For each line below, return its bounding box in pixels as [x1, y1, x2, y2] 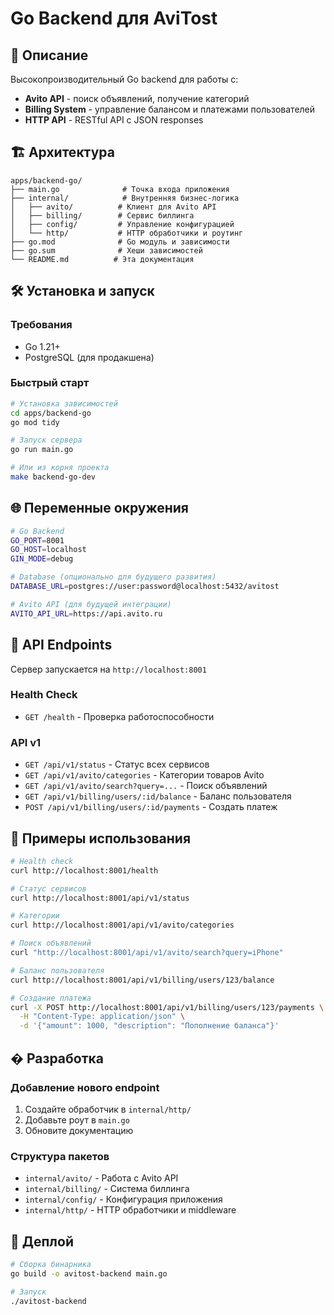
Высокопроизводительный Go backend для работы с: [10, 73, 239, 85]
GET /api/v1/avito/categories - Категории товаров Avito [24, 769, 265, 781]
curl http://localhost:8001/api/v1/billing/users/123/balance [10, 975, 275, 985]
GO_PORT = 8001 [10, 535, 65, 546]
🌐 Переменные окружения [10, 500, 189, 517]
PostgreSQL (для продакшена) [24, 351, 155, 363]
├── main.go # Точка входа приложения [10, 184, 230, 194]
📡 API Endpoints [10, 637, 113, 654]
